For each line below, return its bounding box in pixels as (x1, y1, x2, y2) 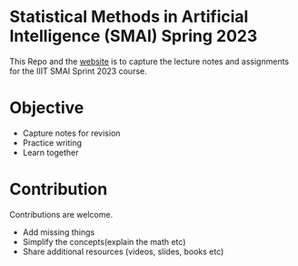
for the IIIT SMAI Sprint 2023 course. (9, 66, 147, 77)
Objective (9, 97, 84, 118)
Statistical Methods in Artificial (9, 6, 249, 27)
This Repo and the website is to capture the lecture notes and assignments (9, 56, 290, 66)
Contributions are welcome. (9, 209, 114, 220)
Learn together (22, 147, 79, 158)
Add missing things (22, 226, 95, 238)
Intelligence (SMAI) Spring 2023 (9, 26, 258, 46)
